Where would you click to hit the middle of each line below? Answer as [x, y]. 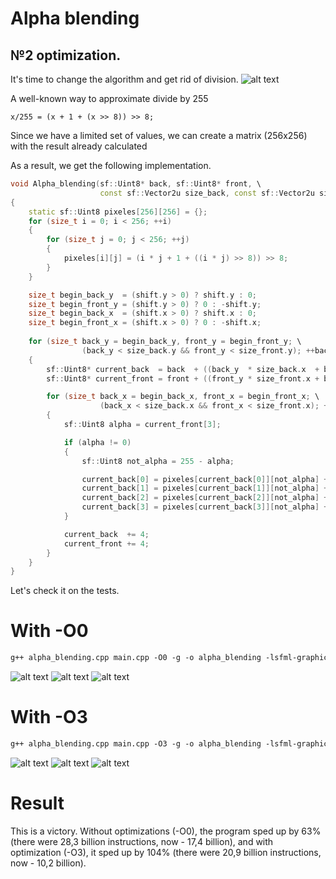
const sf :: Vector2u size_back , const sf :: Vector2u [207, 193]
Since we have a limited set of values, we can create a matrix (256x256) [159, 135]
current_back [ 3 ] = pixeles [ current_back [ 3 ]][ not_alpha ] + [205, 507]
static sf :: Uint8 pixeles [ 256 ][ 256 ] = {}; [118, 212]
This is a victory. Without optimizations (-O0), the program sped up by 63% [166, 831]
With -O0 [49, 631]
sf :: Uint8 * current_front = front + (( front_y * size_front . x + [183, 378]
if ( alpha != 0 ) [97, 442]
